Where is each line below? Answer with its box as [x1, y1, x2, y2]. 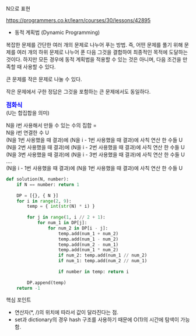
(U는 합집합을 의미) [6, 109, 50, 116]
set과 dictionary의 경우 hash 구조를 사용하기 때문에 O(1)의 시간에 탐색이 [14, 316, 180, 323]
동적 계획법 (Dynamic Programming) [14, 29, 100, 36]
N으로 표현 [6, 5, 31, 12]
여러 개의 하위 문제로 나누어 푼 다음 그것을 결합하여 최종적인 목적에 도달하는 [16, 49, 188, 56]
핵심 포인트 [6, 296, 32, 303]
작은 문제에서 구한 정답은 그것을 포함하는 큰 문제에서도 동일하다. [6, 88, 151, 95]
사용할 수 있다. [23, 63, 56, 70]
